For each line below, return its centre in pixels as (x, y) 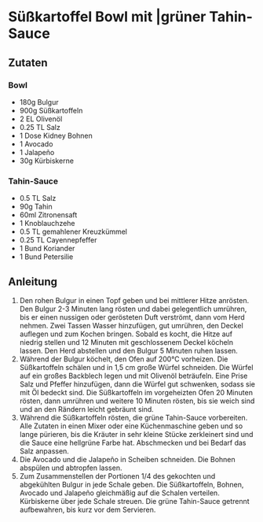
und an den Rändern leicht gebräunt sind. (87, 409)
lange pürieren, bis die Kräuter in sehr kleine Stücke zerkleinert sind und (136, 434)
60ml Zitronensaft (48, 215)
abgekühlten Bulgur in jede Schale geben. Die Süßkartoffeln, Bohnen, (131, 484)
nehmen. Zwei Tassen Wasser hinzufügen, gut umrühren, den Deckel (131, 325)
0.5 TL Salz (38, 198)
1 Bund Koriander (47, 249)
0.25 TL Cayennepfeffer (58, 240)
